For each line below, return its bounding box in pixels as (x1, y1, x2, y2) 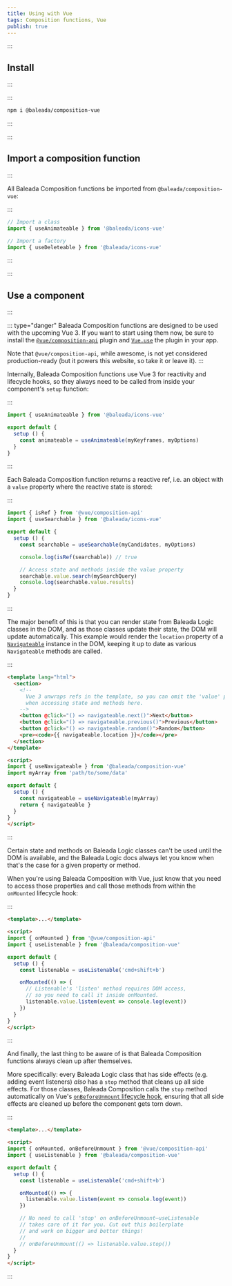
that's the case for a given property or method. (7, 861, 141, 870)
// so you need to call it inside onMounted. (25, 992, 159, 999)
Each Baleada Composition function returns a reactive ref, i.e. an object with (7, 476, 224, 484)
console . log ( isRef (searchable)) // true (19, 554, 137, 561)
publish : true (7, 23, 48, 30)
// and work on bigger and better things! (19, 1227, 144, 1234)
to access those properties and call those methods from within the (7, 881, 196, 890)
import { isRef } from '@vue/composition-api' (7, 509, 144, 516)
